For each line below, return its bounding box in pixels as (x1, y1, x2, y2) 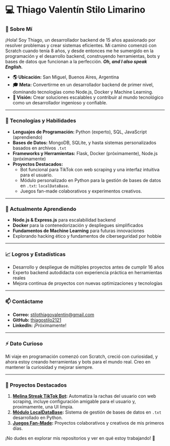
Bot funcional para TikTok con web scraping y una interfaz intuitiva (20, 166, 160, 172)
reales (12, 275, 26, 281)
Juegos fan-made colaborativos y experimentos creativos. (20, 188, 142, 194)
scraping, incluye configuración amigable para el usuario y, (12, 398, 136, 404)
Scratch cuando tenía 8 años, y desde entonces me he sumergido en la (5, 48, 154, 54)
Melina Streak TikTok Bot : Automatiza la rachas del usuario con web (12, 393, 156, 399)
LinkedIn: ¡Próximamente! (12, 322, 67, 328)
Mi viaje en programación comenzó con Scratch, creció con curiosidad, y (5, 353, 158, 359)
